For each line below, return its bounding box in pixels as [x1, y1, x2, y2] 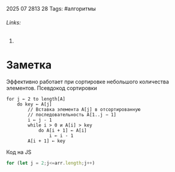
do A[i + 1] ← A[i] [38, 128, 87, 134]
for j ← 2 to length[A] [6, 96, 66, 102]
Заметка [6, 58, 52, 72]
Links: [6, 19, 21, 26]
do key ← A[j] [17, 101, 52, 107]
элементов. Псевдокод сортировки [6, 85, 98, 92]
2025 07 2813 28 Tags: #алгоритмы [6, 5, 96, 12]
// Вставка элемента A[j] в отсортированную [28, 107, 141, 113]
